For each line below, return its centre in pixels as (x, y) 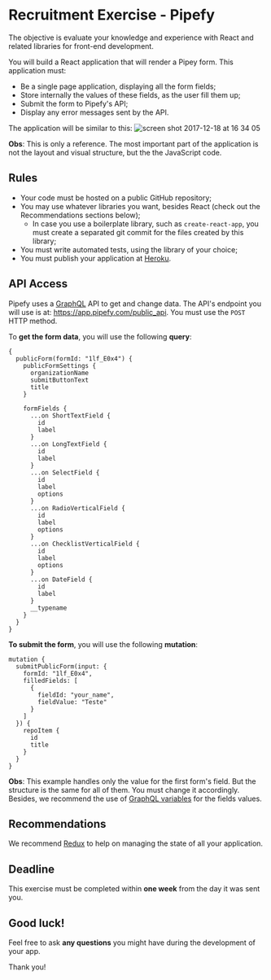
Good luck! (37, 923)
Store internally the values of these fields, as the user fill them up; (130, 94)
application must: (37, 70)
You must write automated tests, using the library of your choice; (129, 249)
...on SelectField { (65, 472)
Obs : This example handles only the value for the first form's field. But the (132, 781)
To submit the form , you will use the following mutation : (103, 644)
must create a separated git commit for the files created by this (138, 232)
